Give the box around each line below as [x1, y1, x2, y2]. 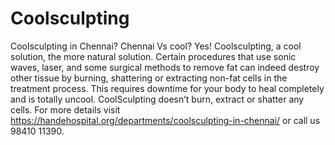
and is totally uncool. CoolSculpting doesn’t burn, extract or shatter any [10, 93, 305, 105]
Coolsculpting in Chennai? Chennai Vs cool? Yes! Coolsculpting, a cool [10, 40, 302, 52]
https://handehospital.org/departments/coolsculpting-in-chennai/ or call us [10, 114, 321, 126]
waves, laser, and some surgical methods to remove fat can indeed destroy [10, 61, 320, 73]
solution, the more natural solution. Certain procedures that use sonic [10, 50, 297, 62]
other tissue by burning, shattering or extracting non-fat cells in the [10, 72, 288, 84]
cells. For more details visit [10, 103, 121, 116]
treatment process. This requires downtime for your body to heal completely [10, 82, 325, 94]
